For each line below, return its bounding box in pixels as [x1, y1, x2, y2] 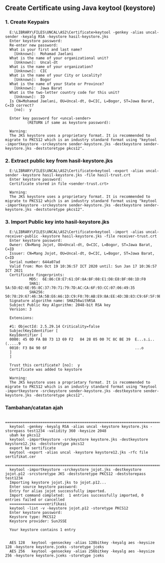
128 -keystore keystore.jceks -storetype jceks [5, 544, 105, 549]
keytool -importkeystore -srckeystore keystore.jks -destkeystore [9, 437, 148, 442]
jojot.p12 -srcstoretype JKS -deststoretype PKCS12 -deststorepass [5, 471, 146, 476]
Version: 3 [9, 307, 32, 312]
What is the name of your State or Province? [9, 81, 105, 86]
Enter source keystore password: [9, 484, 78, 489]
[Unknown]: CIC [14, 68, 48, 73]
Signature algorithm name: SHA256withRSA [9, 298, 96, 304]
